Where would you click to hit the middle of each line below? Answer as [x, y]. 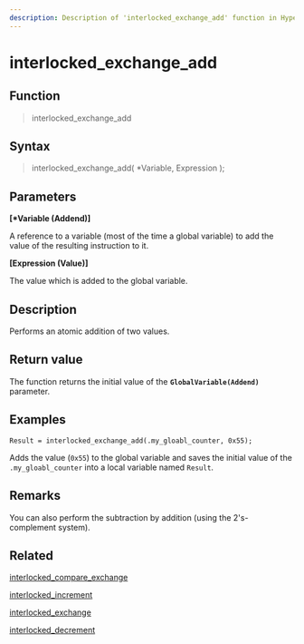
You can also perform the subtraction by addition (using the [120, 517]
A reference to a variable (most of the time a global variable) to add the [142, 236]
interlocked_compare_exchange [69, 578]
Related [32, 556]
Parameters [43, 196]
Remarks [35, 496]
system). [74, 527]
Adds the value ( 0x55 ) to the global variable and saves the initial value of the [151, 457]
